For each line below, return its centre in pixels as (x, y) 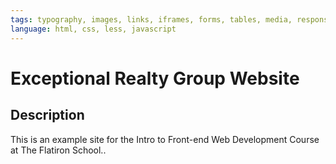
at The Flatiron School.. (58, 150)
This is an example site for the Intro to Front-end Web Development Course (165, 139)
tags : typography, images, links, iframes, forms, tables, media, (151, 19)
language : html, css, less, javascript (93, 29)
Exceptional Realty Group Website (155, 78)
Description (47, 115)
